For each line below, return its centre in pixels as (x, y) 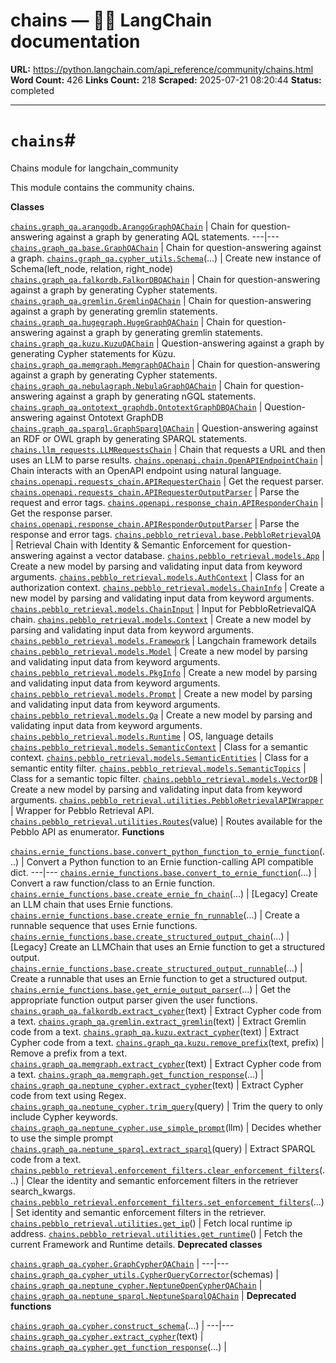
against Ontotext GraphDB (109, 417)
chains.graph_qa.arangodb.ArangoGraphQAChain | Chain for (129, 226)
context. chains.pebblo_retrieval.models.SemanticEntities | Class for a (159, 757)
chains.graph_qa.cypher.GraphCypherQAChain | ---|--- (120, 1263)
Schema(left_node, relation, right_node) (92, 268)
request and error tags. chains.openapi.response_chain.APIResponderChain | (167, 502)
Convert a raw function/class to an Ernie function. (113, 883)
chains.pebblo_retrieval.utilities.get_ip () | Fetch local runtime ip (151, 1223)
